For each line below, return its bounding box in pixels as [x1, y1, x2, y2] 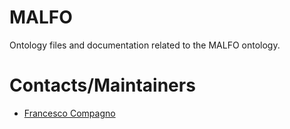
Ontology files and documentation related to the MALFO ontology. [9, 39, 281, 51]
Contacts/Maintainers [9, 74, 196, 97]
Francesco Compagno [23, 107, 116, 119]
